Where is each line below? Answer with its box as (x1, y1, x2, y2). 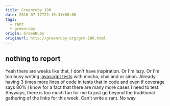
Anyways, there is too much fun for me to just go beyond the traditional (5, 89, 155, 95)
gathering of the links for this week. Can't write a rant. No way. (5, 95, 137, 101)
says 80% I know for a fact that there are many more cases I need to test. (5, 84, 160, 90)
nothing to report (5, 54, 61, 63)
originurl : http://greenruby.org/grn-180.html (5, 36, 106, 41)
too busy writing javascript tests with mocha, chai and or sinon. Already (5, 73, 156, 79)
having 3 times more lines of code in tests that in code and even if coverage (5, 79, 165, 85)
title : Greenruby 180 (5, 7, 52, 13)
